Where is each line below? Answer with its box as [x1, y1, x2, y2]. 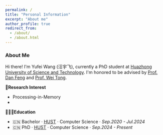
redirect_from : [5, 26, 37, 31]
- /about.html [10, 35, 39, 40]
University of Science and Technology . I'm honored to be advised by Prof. [5, 69, 158, 75]
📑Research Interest [5, 84, 46, 90]
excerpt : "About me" [5, 16, 49, 21]
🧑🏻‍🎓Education [5, 109, 36, 115]
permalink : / [5, 7, 33, 12]
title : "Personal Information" [5, 12, 71, 17]
